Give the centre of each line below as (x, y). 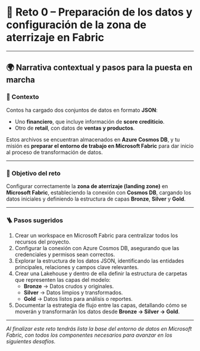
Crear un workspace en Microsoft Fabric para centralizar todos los (96, 236)
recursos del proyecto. (43, 242)
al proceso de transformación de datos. (54, 152)
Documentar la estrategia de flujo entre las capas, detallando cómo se (101, 305)
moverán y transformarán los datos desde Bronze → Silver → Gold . (97, 312)
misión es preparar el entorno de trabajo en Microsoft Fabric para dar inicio (100, 146)
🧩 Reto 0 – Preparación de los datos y (99, 12)
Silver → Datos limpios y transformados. (73, 292)
